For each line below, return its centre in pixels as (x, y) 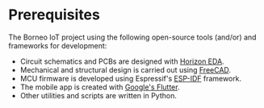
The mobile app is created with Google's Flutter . (100, 87)
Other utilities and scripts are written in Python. (98, 95)
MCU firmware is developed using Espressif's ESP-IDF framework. (131, 78)
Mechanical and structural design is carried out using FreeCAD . (126, 69)
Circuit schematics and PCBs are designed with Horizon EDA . (122, 61)
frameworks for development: (58, 45)
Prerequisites (54, 15)
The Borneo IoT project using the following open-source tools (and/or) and (132, 37)
